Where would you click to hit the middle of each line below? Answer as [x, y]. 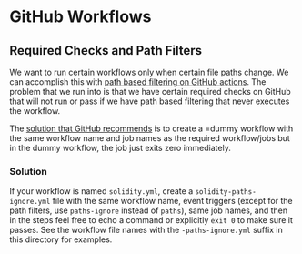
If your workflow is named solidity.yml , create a [101, 191]
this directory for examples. [61, 239]
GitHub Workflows [81, 17]
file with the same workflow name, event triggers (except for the [172, 201]
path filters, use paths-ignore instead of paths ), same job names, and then [149, 210]
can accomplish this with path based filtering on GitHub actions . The [138, 82]
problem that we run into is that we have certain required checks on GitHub [150, 91]
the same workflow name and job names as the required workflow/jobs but [150, 138]
